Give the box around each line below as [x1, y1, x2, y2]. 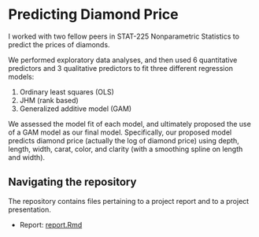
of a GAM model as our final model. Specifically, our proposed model [8, 128, 232, 137]
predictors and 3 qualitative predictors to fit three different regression [8, 63, 234, 72]
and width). [8, 152, 46, 162]
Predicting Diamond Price [8, 6, 179, 24]
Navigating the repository [8, 176, 137, 189]
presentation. [8, 205, 51, 214]
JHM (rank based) [19, 95, 79, 105]
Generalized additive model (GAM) [19, 104, 132, 113]
